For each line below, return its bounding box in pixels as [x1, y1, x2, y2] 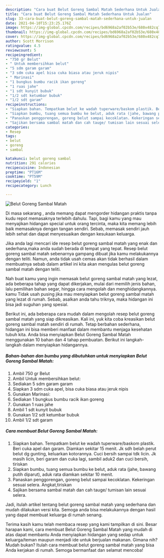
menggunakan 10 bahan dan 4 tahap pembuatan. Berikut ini [5, 337, 126, 342]
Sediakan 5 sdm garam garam [12, 380, 73, 387]
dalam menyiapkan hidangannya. [22, 342, 89, 348]
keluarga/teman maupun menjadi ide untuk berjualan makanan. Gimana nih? [5, 537, 158, 542]
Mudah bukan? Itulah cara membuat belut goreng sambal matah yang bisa [5, 542, 155, 548]
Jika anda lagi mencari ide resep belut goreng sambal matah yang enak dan [5, 240, 158, 246]
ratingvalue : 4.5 [5, 43, 41, 48]
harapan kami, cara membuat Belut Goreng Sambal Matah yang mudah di [5, 526, 153, 532]
